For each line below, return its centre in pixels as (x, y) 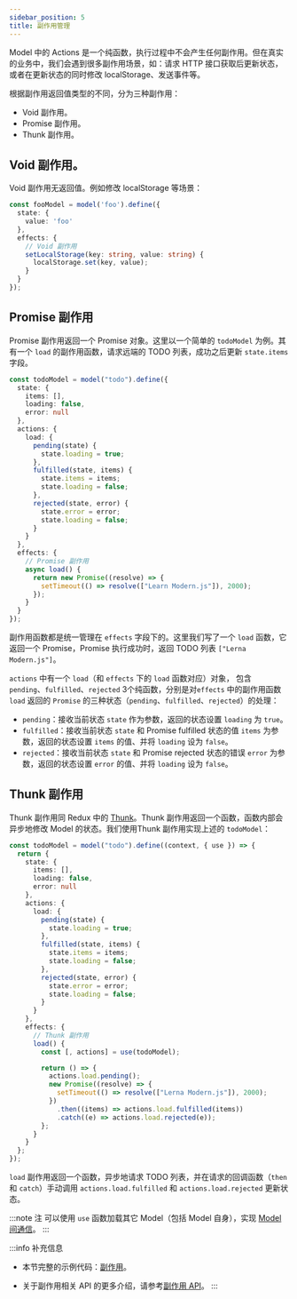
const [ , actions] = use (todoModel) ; (110, 1052)
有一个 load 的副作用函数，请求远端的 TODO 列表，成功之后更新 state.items (149, 351)
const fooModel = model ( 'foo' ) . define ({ (85, 205)
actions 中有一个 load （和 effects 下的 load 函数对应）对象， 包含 (131, 678)
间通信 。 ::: (30, 1229)
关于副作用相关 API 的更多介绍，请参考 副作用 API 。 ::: (120, 1286)
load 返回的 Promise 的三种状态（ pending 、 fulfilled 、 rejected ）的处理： (144, 700)
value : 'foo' (49, 222)
